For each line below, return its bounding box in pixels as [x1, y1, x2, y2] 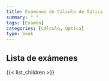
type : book [6, 31, 34, 37]
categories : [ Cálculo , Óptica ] [6, 25, 84, 32]
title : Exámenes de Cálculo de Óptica [6, 8, 103, 15]
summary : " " [6, 14, 39, 20]
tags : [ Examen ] [6, 20, 44, 26]
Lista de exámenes [6, 53, 78, 63]
